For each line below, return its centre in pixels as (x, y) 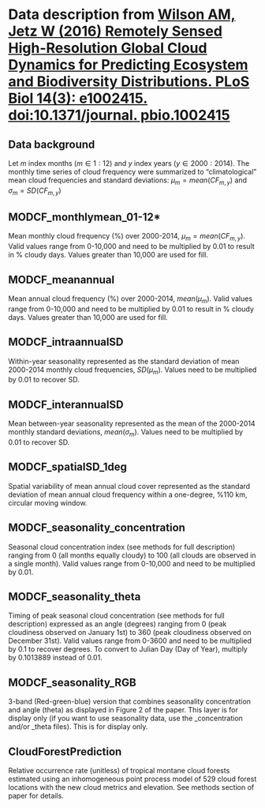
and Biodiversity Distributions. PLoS (129, 82)
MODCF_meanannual (62, 279)
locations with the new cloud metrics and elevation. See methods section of (131, 787)
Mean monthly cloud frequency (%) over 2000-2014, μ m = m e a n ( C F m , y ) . (127, 237)
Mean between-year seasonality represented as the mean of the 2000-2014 (132, 423)
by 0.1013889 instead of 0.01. (55, 658)
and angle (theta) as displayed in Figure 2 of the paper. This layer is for (123, 710)
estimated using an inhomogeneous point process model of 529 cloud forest (132, 779)
